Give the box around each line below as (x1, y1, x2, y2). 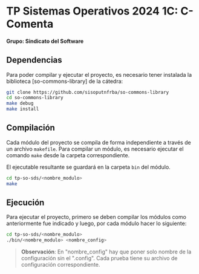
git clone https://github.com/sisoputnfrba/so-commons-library (6, 89, 169, 95)
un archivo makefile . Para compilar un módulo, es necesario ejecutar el (6, 145, 184, 152)
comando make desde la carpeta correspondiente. (6, 151, 130, 158)
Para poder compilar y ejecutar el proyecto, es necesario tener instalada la (6, 71, 192, 78)
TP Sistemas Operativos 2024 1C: (6, 4, 178, 18)
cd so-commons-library (6, 95, 64, 101)
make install (6, 106, 39, 113)
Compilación (6, 123, 56, 133)
